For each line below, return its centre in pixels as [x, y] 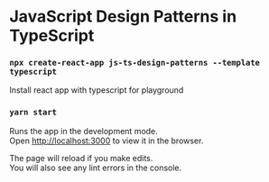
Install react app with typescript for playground [97, 90]
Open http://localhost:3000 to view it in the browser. [107, 141]
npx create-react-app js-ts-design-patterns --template [134, 63]
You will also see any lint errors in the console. [96, 168]
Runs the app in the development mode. [83, 131]
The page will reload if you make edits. [81, 158]
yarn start [33, 113]
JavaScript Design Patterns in [123, 17]
